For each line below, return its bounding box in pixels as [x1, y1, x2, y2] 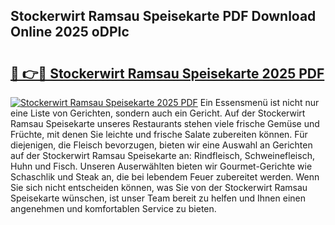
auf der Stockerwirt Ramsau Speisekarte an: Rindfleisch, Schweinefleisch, [10, 150, 315, 161]
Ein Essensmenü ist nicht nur [199, 97, 320, 108]
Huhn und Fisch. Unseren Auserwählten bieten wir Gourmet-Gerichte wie [10, 160, 313, 172]
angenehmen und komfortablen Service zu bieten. [10, 203, 217, 214]
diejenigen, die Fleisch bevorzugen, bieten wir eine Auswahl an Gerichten [10, 139, 313, 151]
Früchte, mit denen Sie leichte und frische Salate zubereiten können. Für [10, 129, 308, 140]
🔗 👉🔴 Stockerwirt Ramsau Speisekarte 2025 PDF [10, 65, 325, 82]
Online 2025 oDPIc [10, 24, 130, 41]
